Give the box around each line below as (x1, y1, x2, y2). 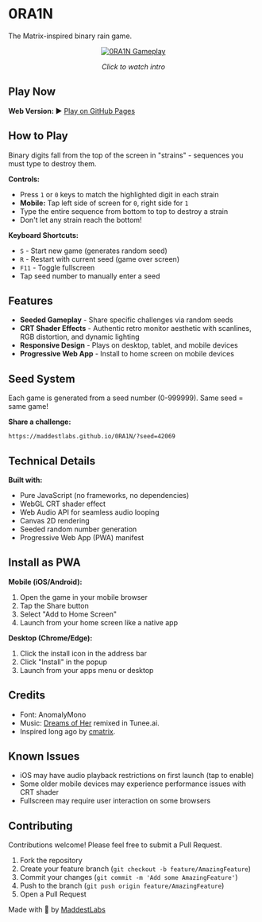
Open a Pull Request (19, 889, 87, 899)
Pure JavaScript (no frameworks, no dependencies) (19, 491, 190, 500)
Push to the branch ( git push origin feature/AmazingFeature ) (19, 881, 225, 891)
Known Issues (8, 749, 80, 764)
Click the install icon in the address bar (19, 648, 147, 658)
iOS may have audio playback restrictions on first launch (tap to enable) (19, 771, 254, 780)
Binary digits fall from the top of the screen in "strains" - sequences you (8, 150, 244, 160)
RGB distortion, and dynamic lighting (19, 332, 140, 342)
